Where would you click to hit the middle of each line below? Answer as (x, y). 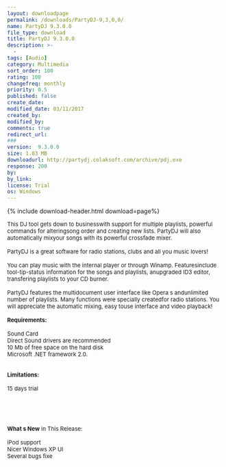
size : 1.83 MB (27, 154)
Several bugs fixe (30, 456)
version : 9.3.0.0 (33, 147)
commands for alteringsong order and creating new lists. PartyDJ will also (104, 231)
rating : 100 (24, 77)
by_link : (20, 179)
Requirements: (27, 320)
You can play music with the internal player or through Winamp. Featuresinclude (112, 265)
